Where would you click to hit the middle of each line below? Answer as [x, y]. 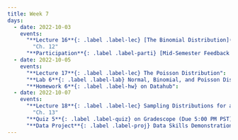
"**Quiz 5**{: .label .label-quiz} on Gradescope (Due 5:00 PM [121, 119]
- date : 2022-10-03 [42, 27]
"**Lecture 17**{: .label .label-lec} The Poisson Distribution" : [126, 73]
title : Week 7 [28, 14]
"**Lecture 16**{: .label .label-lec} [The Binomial [106, 40]
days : [15, 21]
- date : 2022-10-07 [42, 93]
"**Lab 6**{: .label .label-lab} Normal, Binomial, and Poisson [123, 80]
